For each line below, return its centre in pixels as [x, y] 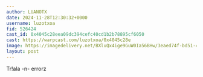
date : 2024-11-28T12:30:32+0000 [47, 18]
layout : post [23, 52]
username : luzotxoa [31, 23]
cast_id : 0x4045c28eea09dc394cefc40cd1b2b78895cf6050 [76, 35]
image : [14, 46]
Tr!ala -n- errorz [26, 69]
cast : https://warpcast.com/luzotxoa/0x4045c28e [69, 40]
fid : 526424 [21, 29]
